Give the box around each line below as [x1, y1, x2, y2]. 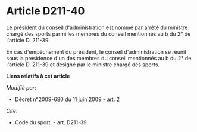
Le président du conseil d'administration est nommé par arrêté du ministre [6, 24, 188, 31]
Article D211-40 [6, 4, 85, 18]
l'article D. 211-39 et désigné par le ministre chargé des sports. [6, 61, 160, 68]
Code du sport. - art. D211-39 [14, 118, 87, 126]
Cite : [6, 107, 18, 114]
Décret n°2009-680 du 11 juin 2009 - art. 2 [14, 96, 120, 103]
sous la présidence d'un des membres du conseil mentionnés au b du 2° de [6, 54, 192, 62]
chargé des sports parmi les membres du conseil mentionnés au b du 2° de [6, 30, 191, 37]
